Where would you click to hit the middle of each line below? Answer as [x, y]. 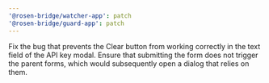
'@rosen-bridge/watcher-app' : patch [70, 16]
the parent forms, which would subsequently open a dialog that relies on [129, 63]
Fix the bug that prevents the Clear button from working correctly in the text [134, 46]
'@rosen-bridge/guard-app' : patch [67, 23]
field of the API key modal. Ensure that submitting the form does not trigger [133, 55]
